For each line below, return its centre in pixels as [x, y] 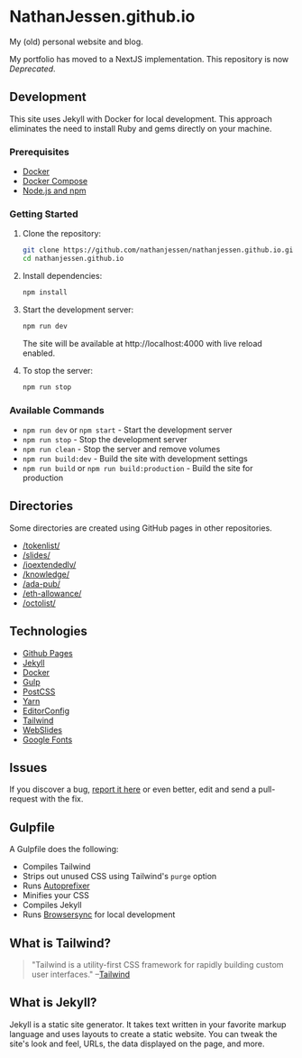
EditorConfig [46, 710]
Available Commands [57, 410]
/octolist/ [39, 603]
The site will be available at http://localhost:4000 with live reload [142, 343]
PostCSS [39, 691]
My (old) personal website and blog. [77, 42]
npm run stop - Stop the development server [105, 440]
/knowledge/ [46, 574]
